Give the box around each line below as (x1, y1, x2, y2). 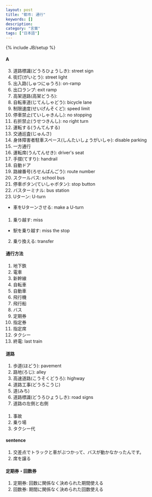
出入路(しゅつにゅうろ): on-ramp (13, 80, 81, 87)
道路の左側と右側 (13, 400, 49, 406)
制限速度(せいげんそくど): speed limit (13, 106, 90, 112)
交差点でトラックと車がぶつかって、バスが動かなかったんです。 (13, 449, 144, 455)
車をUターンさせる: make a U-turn (13, 204, 84, 210)
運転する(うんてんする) (13, 124, 61, 131)
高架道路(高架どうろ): (13, 93, 58, 99)
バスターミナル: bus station (13, 187, 70, 194)
